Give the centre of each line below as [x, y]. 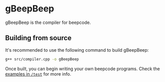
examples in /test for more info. [38, 74]
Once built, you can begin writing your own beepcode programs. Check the [83, 69]
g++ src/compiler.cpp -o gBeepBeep [42, 59]
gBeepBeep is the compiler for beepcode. [48, 22]
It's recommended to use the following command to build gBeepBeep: [77, 50]
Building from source [38, 38]
